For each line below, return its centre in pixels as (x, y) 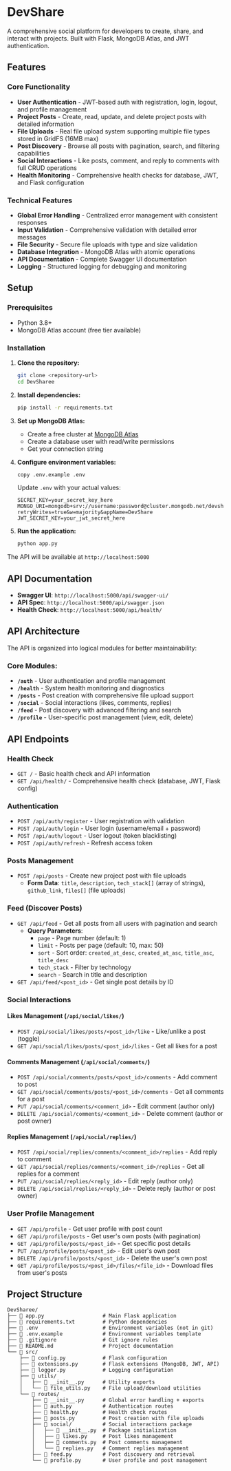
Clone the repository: (48, 363)
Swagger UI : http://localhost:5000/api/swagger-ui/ (93, 595)
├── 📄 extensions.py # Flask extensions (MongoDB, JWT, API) (120, 1364)
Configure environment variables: (66, 462)
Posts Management (40, 861)
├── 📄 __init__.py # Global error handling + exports (118, 1400)
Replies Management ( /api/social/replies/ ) (72, 1136)
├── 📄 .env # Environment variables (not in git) (110, 1328)
